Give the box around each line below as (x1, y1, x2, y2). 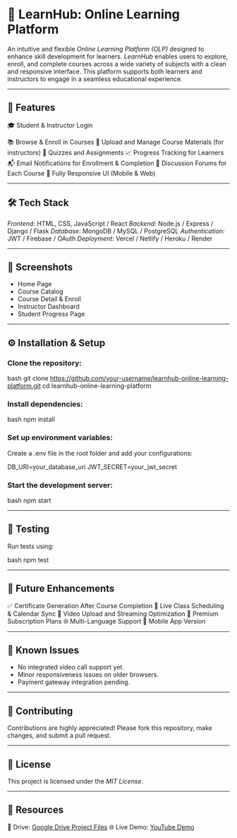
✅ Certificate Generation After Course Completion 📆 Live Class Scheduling (7, 601, 224, 609)
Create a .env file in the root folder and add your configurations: (7, 449, 193, 457)
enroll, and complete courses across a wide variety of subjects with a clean (7, 59, 227, 68)
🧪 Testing (7, 523, 50, 535)
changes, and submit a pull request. (7, 731, 111, 740)
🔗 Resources (7, 804, 64, 816)
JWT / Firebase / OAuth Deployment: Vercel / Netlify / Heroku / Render (7, 234, 213, 243)
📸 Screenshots (7, 261, 73, 273)
